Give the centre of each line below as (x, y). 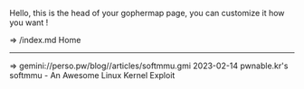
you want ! (29, 22)
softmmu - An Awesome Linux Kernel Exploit (92, 75)
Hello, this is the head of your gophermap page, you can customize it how (147, 13)
